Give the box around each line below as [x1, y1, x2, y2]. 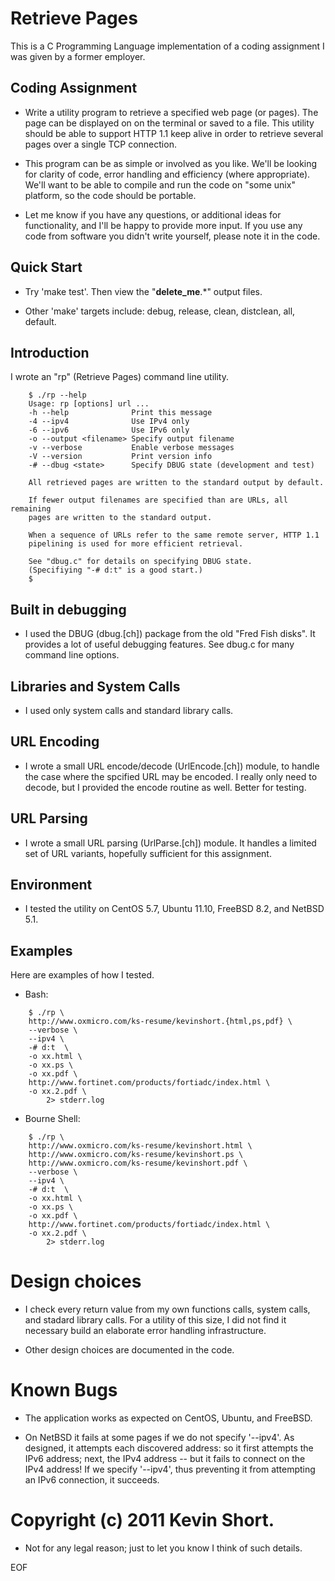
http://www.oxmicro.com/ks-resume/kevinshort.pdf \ [28, 1158, 248, 1169]
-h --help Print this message [28, 408, 213, 418]
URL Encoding [10, 733, 100, 751]
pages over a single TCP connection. [24, 138, 177, 150]
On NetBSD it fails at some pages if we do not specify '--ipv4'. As [24, 1432, 295, 1444]
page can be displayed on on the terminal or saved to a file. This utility [24, 117, 315, 129]
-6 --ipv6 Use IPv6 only [28, 425, 190, 436]
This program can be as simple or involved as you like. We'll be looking [24, 157, 318, 169]
